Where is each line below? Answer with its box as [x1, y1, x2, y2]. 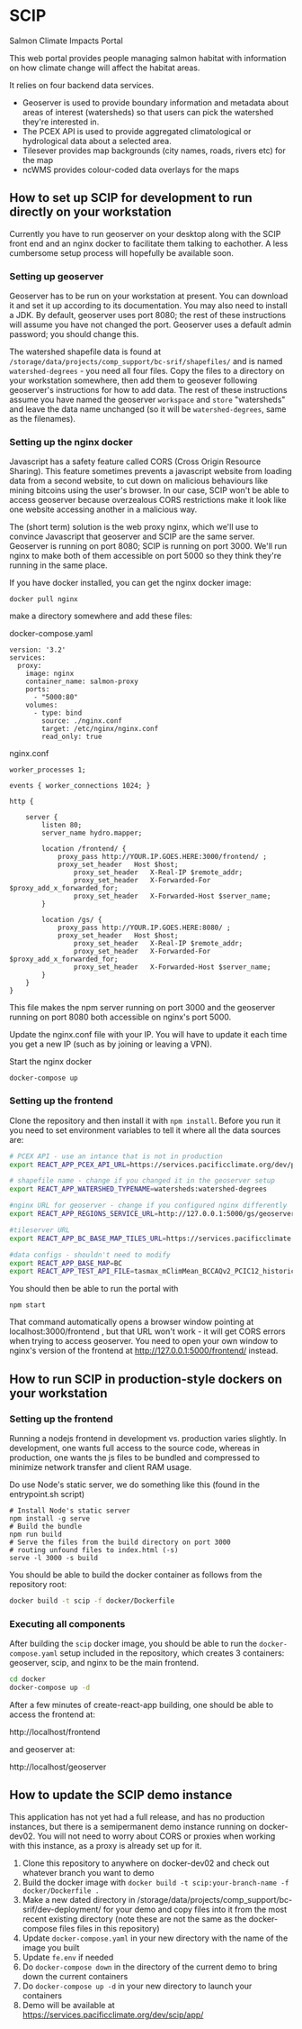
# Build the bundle [9, 1522, 83, 1531]
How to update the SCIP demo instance [9, 1787, 233, 1803]
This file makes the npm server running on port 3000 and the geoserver [9, 1002, 276, 1013]
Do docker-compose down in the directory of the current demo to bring [22, 1961, 278, 1972]
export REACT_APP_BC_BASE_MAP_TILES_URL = [9, 1234, 167, 1243]
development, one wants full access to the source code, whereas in [9, 1442, 260, 1453]
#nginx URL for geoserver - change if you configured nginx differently [9, 1201, 288, 1211]
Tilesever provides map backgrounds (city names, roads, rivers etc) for [22, 145, 286, 156]
